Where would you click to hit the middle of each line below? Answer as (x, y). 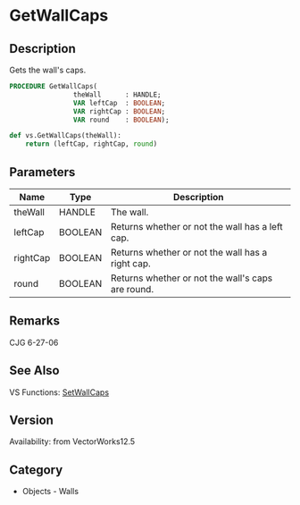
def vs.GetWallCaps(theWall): (66, 136)
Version (31, 420)
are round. (132, 289)
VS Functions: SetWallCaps (59, 392)
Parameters (42, 172)
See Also (34, 370)
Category (36, 470)
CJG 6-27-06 (34, 342)
